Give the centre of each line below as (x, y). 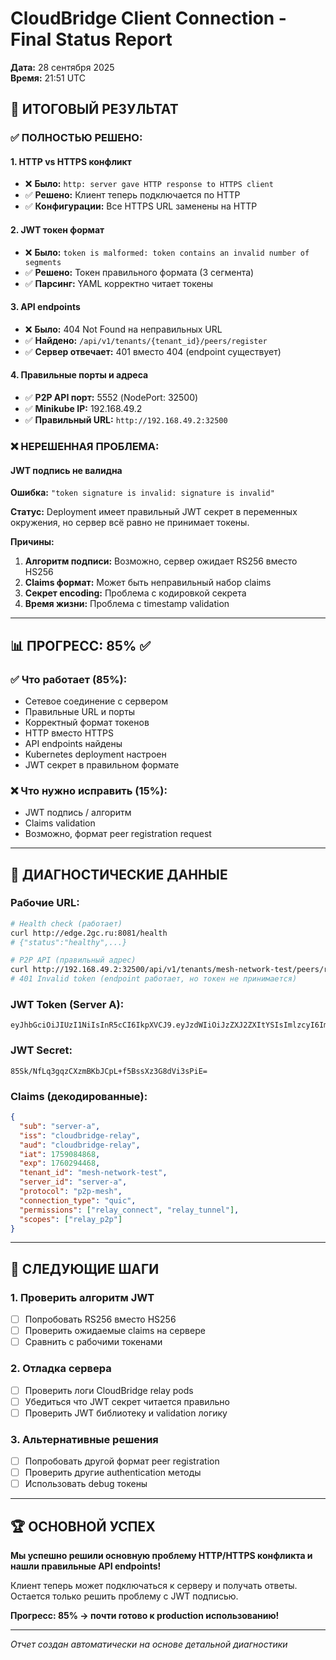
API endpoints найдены (73, 743)
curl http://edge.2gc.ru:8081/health (89, 933)
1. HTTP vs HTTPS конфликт (71, 161)
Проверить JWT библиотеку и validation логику (126, 1413)
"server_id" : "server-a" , (73, 1182)
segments (43, 262)
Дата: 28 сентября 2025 (62, 67)
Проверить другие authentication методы (113, 1473)
